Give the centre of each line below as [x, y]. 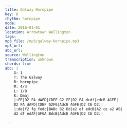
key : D [12, 14]
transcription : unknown [29, 59]
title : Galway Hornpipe [29, 9]
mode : [10, 23]
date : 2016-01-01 [23, 28]
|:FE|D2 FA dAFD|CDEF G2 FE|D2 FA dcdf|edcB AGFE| [66, 100]
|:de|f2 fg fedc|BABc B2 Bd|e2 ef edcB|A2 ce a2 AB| [68, 109]
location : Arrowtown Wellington [38, 32]
